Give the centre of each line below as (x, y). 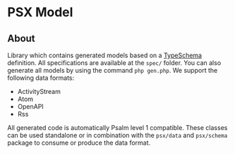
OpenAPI (30, 106)
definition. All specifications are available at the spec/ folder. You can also (114, 63)
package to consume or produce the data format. (79, 143)
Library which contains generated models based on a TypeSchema (105, 55)
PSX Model (40, 12)
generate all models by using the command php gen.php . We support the (113, 70)
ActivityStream (39, 91)
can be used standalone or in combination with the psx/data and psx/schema (117, 135)
